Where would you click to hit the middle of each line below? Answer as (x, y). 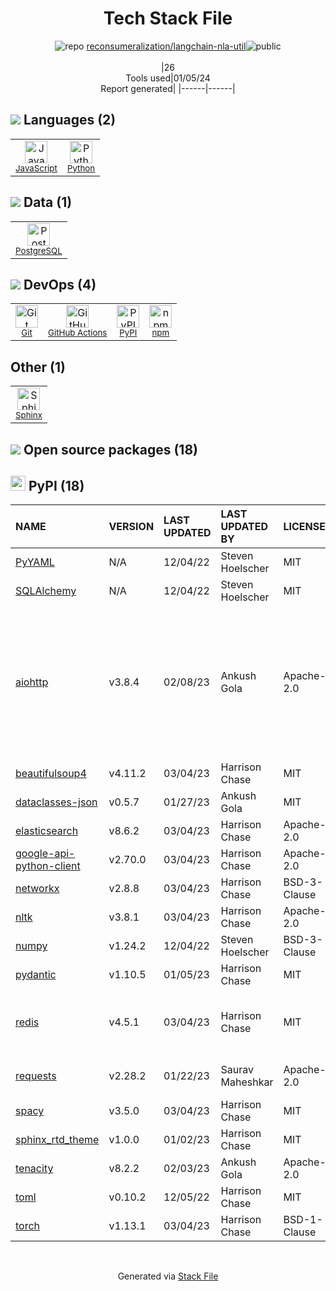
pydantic (36, 975)
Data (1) (48, 202)
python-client (48, 866)
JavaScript (36, 168)
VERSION (131, 527)
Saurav (237, 1070)
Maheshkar (247, 1082)
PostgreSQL (39, 250)
